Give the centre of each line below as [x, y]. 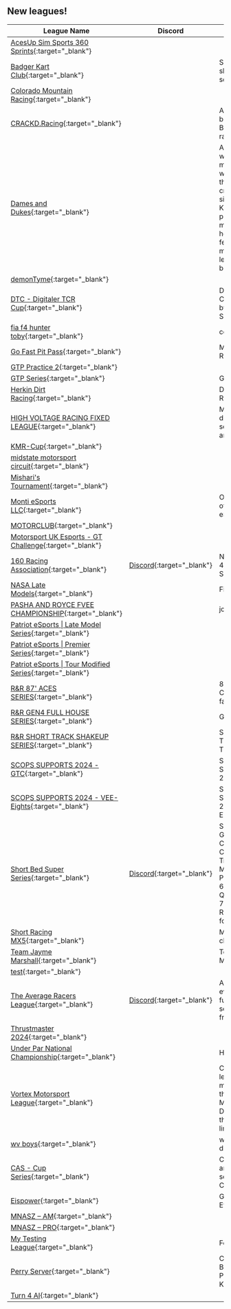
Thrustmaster [32, 1028]
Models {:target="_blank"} [52, 593]
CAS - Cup [29, 1168]
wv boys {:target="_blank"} [53, 1144]
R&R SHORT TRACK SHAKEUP [60, 736]
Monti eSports [33, 501]
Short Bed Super [37, 869]
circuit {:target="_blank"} [50, 466]
